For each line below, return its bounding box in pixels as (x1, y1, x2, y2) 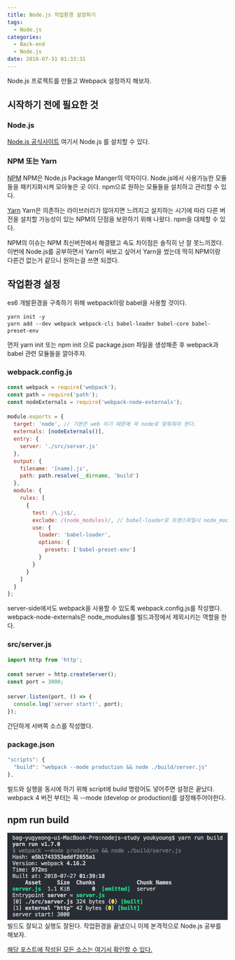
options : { (38, 539, 71, 546)
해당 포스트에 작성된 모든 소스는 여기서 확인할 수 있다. (7, 945, 152, 954)
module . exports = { (7, 413, 64, 420)
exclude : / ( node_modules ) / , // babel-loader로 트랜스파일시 (32, 517, 201, 524)
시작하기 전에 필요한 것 (7, 99, 99, 111)
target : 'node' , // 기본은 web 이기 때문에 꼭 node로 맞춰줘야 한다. (13, 421, 197, 428)
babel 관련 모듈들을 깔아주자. (7, 349, 87, 357)
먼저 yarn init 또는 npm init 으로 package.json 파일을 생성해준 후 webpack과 (7, 340, 219, 349)
